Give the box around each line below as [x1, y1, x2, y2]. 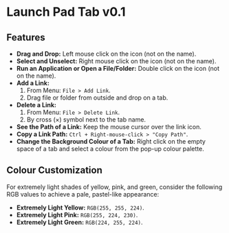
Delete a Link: [16, 101, 56, 109]
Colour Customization [6, 164, 102, 176]
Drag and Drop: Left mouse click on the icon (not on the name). [16, 49, 197, 58]
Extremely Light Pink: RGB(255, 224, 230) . [16, 210, 138, 219]
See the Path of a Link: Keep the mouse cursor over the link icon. [16, 123, 202, 131]
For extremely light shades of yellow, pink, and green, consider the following [6, 183, 223, 191]
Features [6, 32, 45, 43]
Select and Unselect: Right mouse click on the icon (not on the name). [16, 57, 217, 65]
